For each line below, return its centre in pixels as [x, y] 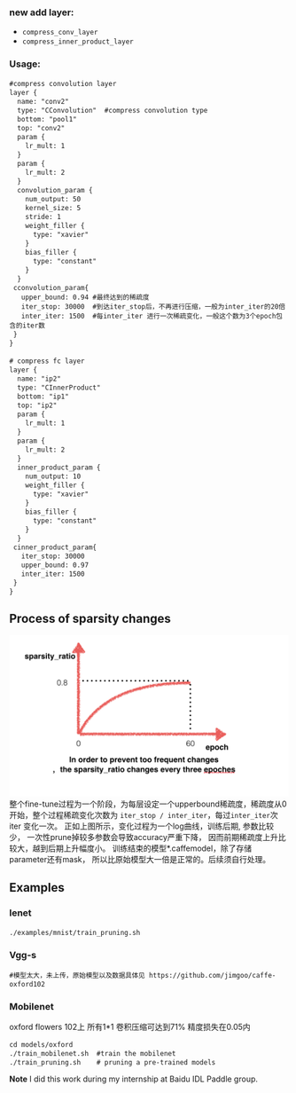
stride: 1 [43, 216]
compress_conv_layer [60, 33]
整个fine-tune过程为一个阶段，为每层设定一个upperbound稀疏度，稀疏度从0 [148, 804]
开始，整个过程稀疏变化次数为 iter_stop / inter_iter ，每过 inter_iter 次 [144, 814]
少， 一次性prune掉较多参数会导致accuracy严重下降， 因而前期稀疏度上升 [144, 837]
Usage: [25, 64]
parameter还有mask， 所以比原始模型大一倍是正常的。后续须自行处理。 [140, 859]
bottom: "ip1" [43, 397]
